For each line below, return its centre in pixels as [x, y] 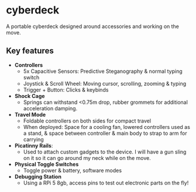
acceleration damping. [50, 108]
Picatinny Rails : [34, 145]
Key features [30, 51]
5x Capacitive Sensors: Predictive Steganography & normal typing [103, 71]
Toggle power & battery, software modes [72, 170]
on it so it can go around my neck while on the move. [87, 158]
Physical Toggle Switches [47, 164]
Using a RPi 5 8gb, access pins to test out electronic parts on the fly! [106, 183]
